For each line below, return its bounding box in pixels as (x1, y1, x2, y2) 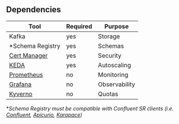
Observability (97, 80, 135, 88)
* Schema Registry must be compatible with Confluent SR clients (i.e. (6, 105, 174, 112)
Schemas (97, 41, 124, 50)
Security (97, 51, 122, 60)
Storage (97, 32, 120, 40)
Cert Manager (9, 51, 48, 60)
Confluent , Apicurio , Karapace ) (6, 111, 83, 118)
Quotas (97, 90, 119, 98)
